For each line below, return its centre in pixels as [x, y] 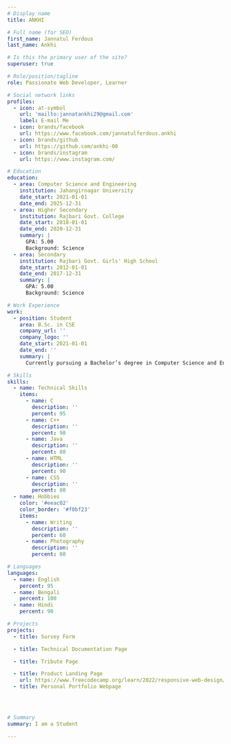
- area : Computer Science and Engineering [75, 184]
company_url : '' [43, 331]
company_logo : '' [44, 338]
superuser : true [30, 64]
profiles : [21, 101]
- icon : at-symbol [40, 108]
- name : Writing [48, 522]
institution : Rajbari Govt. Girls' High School [89, 261]
